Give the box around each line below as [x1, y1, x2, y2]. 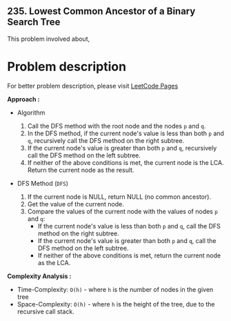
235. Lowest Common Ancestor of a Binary [7, 6, 196, 17]
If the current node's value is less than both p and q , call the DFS [37, 222, 221, 230]
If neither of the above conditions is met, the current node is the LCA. [27, 158, 224, 166]
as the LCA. [37, 258, 71, 266]
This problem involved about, [7, 35, 90, 43]
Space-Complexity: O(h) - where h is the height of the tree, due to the [17, 300, 215, 308]
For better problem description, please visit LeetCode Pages [7, 81, 179, 90]
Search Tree [7, 17, 61, 28]
